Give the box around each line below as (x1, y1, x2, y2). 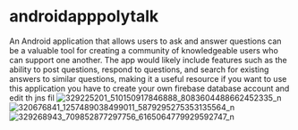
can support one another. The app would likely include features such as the (9, 54, 288, 65)
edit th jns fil (9, 92, 55, 103)
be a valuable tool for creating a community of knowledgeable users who (9, 45, 279, 55)
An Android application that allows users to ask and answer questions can (9, 36, 282, 46)
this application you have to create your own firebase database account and (9, 83, 290, 93)
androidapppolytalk (9, 6, 159, 27)
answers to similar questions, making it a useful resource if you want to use (9, 73, 287, 84)
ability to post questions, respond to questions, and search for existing (9, 64, 269, 75)
